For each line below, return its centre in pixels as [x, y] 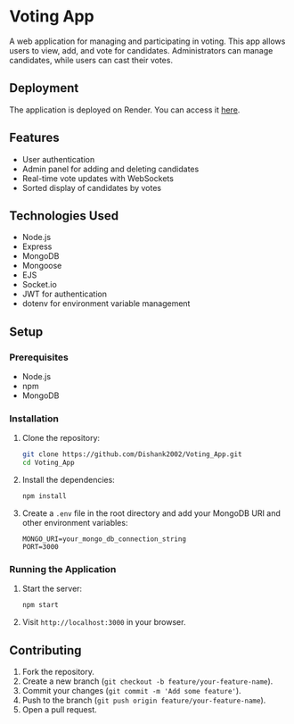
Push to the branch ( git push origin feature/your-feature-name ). [144, 700]
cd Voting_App [48, 463]
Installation [34, 419]
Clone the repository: [61, 438]
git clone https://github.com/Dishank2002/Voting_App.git [132, 454]
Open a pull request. [60, 709]
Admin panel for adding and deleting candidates [110, 169]
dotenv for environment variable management [106, 304]
